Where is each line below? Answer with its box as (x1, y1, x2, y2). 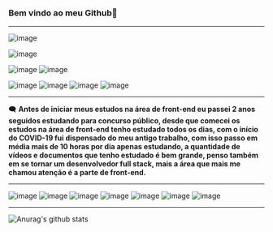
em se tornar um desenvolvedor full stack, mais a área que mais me (8, 159, 241, 169)
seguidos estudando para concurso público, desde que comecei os (8, 116, 240, 126)
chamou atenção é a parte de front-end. (8, 168, 146, 178)
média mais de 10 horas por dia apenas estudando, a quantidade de (8, 142, 241, 152)
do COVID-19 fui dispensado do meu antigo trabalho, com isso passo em (8, 133, 258, 143)
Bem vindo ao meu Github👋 (8, 7, 118, 19)
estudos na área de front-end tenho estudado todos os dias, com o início (8, 125, 258, 135)
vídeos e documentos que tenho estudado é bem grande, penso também (8, 150, 258, 161)
